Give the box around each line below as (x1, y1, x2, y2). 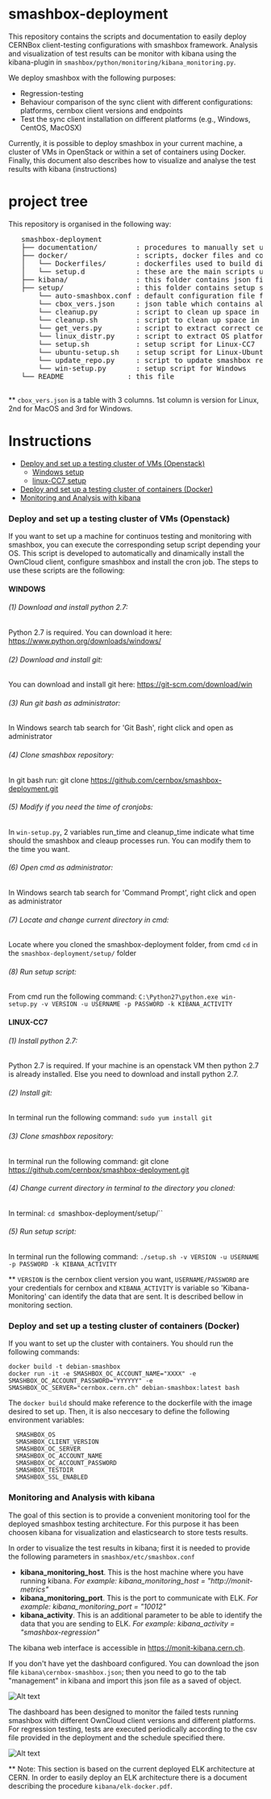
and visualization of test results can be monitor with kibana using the (8, 48, 237, 58)
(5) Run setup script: (8, 1227, 77, 1237)
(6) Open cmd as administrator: (8, 862, 114, 872)
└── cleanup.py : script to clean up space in (38, 307, 260, 316)
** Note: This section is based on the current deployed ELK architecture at (8, 1764, 256, 1773)
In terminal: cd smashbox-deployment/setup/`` (8, 1208, 164, 1218)
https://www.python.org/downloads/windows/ (8, 636, 161, 645)
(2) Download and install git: (8, 654, 103, 664)
